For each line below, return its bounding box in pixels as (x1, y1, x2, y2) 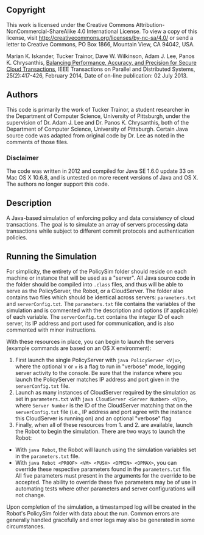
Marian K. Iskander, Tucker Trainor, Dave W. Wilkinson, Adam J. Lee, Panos (6, 52, 195, 60)
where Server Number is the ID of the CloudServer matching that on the (15, 401, 193, 409)
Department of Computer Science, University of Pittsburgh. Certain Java (6, 125, 188, 133)
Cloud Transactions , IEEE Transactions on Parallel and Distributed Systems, (6, 65, 195, 73)
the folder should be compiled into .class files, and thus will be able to (6, 280, 183, 288)
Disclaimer (6, 153, 39, 162)
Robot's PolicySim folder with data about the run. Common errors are (6, 509, 180, 517)
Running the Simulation (6, 252, 97, 262)
